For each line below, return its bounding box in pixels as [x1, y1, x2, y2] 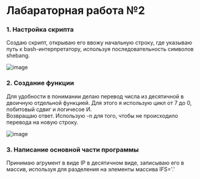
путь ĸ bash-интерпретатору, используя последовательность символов [6, 46, 194, 53]
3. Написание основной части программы [6, 145, 139, 154]
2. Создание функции [6, 79, 74, 87]
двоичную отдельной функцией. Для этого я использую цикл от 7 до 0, [6, 99, 192, 106]
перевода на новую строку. [6, 118, 79, 126]
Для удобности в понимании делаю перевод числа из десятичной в [6, 92, 184, 100]
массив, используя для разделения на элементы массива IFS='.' [6, 166, 175, 173]
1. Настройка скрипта [6, 25, 74, 34]
